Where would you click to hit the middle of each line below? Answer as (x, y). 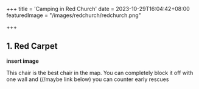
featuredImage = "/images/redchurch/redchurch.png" (74, 15)
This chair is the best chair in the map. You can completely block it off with (100, 73)
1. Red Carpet (32, 46)
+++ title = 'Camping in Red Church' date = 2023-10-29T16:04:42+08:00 (98, 9)
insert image (23, 61)
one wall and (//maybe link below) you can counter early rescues (88, 79)
